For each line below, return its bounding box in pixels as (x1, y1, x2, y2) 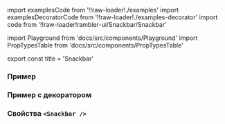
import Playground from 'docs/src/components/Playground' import (7, 34, 198, 42)
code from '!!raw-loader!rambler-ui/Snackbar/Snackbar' (7, 21, 168, 28)
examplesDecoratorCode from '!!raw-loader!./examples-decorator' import (7, 13, 218, 21)
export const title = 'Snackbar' (7, 54, 94, 63)
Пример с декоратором (7, 90, 92, 99)
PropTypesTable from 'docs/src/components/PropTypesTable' (7, 41, 183, 49)
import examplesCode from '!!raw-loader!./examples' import (7, 6, 179, 14)
